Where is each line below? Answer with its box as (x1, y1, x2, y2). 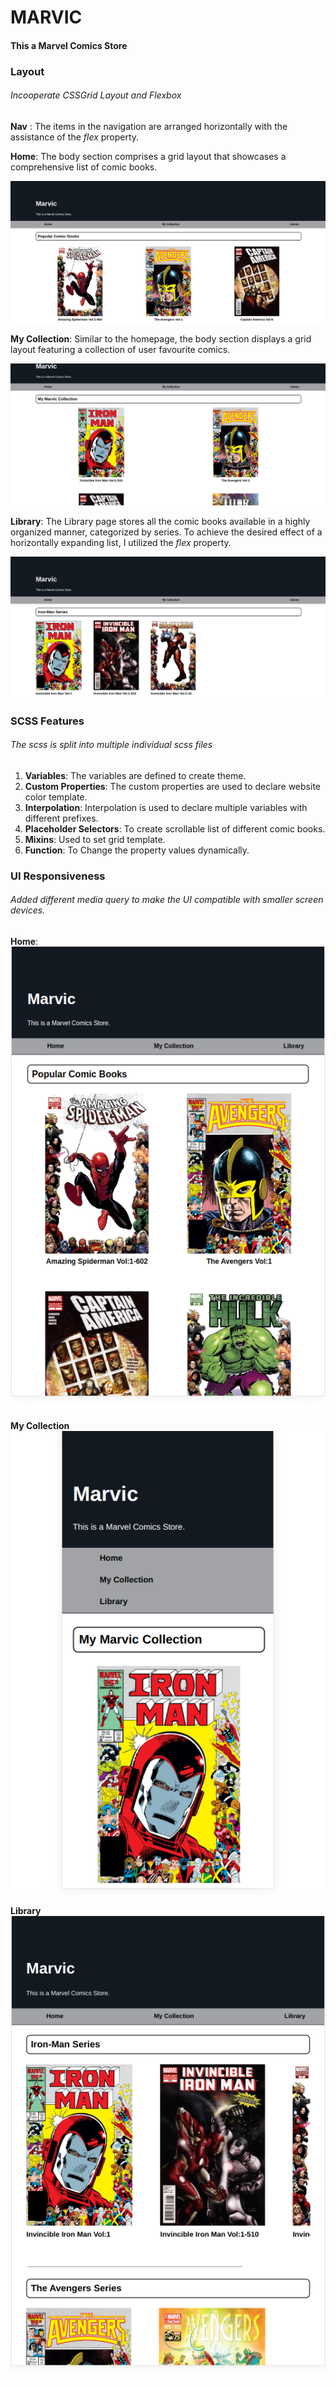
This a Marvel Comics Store (10, 39, 128, 51)
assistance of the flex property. (10, 131, 140, 143)
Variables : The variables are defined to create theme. (24, 769, 247, 781)
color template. (24, 791, 88, 803)
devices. (10, 904, 46, 916)
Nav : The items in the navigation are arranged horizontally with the (10, 120, 288, 132)
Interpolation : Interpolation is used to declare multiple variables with (24, 801, 308, 813)
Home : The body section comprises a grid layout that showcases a (10, 150, 287, 162)
